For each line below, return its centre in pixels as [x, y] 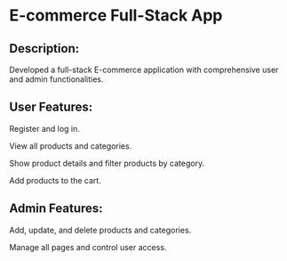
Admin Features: [56, 209]
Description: [44, 49]
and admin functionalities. [56, 79]
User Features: [51, 107]
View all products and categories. [71, 146]
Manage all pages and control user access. [88, 247]
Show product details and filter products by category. [107, 163]
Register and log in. [44, 128]
